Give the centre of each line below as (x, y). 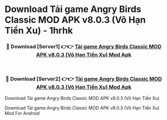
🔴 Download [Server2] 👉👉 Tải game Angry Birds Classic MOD (84, 79)
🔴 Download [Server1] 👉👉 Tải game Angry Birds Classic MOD (84, 47)
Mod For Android (22, 113)
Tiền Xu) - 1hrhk (39, 31)
